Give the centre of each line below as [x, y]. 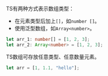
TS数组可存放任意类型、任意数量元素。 [53, 57]
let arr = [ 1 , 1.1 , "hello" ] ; [43, 68]
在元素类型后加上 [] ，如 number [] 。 [57, 21]
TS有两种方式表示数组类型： [40, 8]
